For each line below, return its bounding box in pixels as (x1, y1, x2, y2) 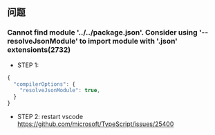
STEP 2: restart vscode (17, 113, 84, 121)
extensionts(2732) (7, 45, 71, 55)
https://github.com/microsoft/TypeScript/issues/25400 (17, 120, 174, 128)
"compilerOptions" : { (13, 80, 76, 88)
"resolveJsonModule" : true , (19, 87, 100, 94)
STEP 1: (17, 61, 39, 69)
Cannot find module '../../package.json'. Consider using (7, 28, 198, 37)
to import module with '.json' (79, 37, 178, 46)
